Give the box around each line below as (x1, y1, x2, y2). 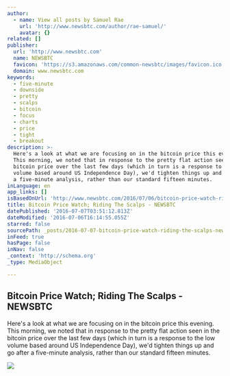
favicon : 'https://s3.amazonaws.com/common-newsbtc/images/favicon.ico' (13, 61, 225, 68)
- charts (13, 118, 38, 126)
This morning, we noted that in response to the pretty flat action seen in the (7, 327, 220, 335)
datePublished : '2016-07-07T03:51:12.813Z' (7, 208, 133, 215)
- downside (13, 86, 44, 93)
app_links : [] (7, 189, 48, 196)
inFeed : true (7, 233, 44, 240)
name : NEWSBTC (13, 55, 53, 62)
